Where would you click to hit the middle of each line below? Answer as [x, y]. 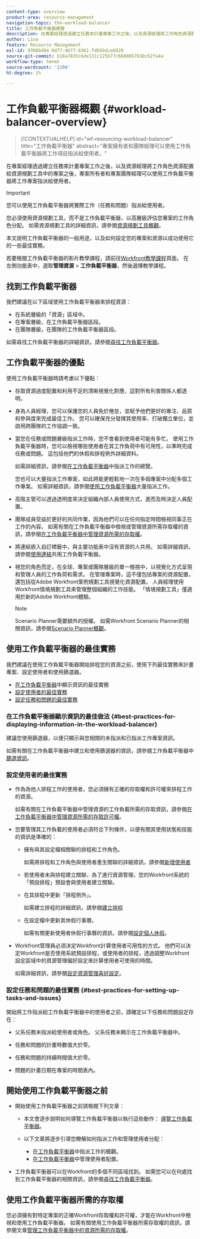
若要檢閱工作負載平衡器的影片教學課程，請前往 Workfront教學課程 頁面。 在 [98, 258]
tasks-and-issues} [34, 998]
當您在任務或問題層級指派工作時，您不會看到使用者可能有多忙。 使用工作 [104, 438]
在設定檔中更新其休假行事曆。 [60, 920]
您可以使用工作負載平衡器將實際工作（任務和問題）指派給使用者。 [87, 205]
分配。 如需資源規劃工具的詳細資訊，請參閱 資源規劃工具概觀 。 [87, 225]
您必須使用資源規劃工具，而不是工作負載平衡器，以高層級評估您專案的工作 [97, 218]
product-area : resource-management [50, 17]
